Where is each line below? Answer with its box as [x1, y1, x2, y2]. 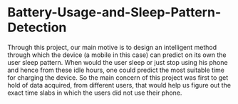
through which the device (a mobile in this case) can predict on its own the [7, 51, 227, 59]
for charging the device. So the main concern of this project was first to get [7, 73, 229, 82]
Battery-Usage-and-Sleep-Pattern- [7, 4, 222, 21]
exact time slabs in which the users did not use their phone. [7, 88, 182, 97]
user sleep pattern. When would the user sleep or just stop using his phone [7, 58, 228, 66]
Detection [7, 19, 67, 36]
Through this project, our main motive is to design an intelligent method [7, 43, 217, 51]
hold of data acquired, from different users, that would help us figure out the [7, 80, 232, 89]
